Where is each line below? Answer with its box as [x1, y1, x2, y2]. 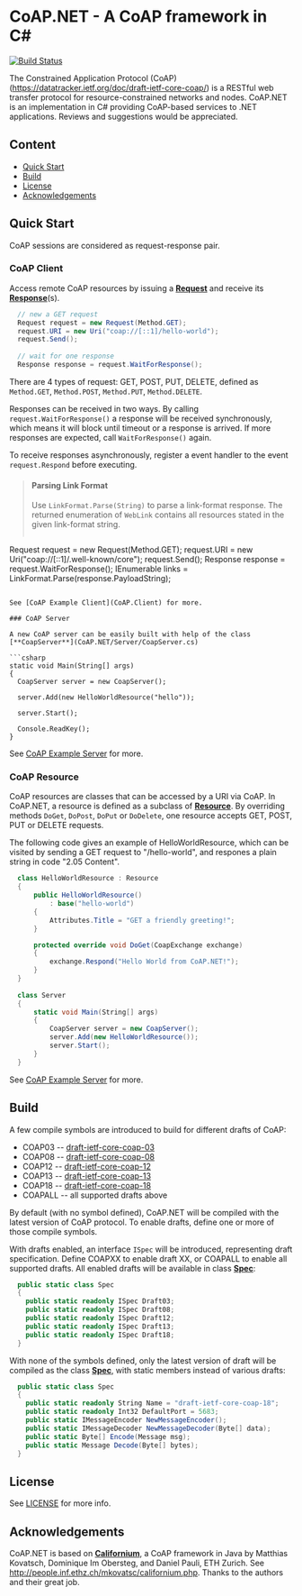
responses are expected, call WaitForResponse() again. [9, 432, 212, 442]
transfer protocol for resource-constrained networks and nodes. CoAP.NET [9, 92, 288, 103]
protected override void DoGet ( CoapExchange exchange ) [32, 940, 244, 950]
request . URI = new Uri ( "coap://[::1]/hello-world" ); [17, 326, 219, 335]
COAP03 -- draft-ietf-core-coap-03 [22, 1142, 155, 1153]
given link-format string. [31, 519, 121, 530]
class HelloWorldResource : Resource [17, 874, 159, 883]
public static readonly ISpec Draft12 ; [25, 1314, 175, 1323]
